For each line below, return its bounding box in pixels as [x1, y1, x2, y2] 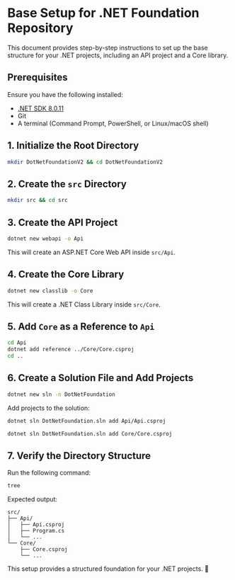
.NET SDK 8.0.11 [17, 104, 64, 113]
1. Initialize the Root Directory [7, 140, 139, 152]
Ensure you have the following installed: [7, 90, 124, 98]
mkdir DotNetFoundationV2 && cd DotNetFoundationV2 [7, 158, 163, 166]
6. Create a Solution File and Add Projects [7, 372, 194, 384]
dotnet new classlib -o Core [7, 287, 93, 295]
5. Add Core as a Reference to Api [7, 320, 155, 332]
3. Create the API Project [7, 216, 118, 228]
